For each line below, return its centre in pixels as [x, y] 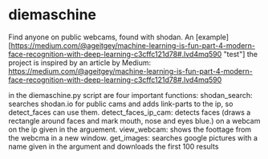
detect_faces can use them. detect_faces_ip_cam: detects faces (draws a [130, 112]
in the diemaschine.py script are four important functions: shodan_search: [130, 95]
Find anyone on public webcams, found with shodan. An [101, 37]
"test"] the [241, 54]
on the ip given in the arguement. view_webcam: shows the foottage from [130, 129]
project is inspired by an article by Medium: [79, 63]
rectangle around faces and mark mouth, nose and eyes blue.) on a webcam [134, 120]
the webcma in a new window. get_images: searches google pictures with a [133, 137]
